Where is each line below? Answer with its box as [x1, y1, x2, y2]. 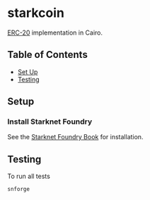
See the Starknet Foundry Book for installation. [7, 133, 144, 141]
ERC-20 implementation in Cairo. [7, 28, 103, 37]
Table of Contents [7, 49, 88, 61]
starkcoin [7, 5, 65, 21]
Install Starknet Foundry [7, 117, 93, 127]
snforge [7, 186, 30, 193]
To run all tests [7, 172, 51, 181]
